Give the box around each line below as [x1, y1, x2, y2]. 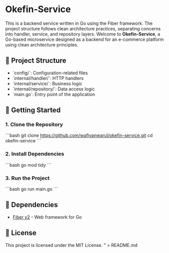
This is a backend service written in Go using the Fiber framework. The [5, 20, 153, 26]
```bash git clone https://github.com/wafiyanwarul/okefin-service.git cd [5, 132, 153, 138]
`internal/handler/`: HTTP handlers [12, 75, 84, 81]
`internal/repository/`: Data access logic [12, 86, 95, 92]
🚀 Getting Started [5, 106, 61, 115]
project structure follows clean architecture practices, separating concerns [5, 25, 161, 31]
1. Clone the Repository [5, 121, 63, 128]
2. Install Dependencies [5, 150, 65, 158]
